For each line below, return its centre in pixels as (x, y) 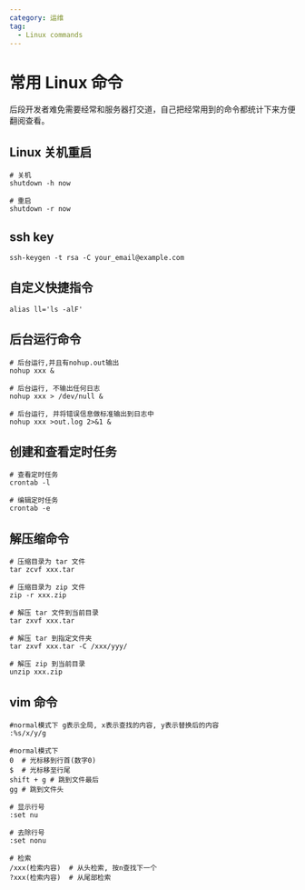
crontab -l (30, 483)
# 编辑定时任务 (34, 501)
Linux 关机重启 (51, 152)
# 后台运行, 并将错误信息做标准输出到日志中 (82, 414)
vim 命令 (34, 702)
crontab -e (30, 509)
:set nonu (28, 841)
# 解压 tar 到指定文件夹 (51, 639)
